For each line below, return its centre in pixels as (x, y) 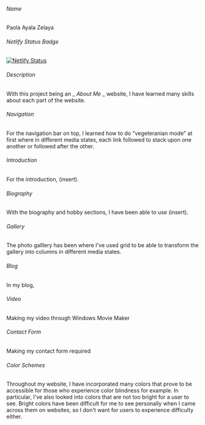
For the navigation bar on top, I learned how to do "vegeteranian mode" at (99, 133)
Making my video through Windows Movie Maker (68, 318)
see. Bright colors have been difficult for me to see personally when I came (101, 404)
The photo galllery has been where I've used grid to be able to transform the (102, 245)
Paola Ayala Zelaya (30, 28)
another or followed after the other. (50, 146)
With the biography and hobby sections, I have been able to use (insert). (97, 212)
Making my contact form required (49, 351)
